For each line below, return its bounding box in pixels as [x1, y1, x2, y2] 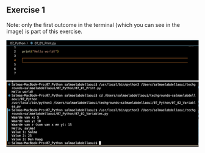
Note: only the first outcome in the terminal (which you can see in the [6, 21, 180, 28]
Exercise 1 [6, 5, 46, 15]
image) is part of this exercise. [6, 28, 82, 35]
